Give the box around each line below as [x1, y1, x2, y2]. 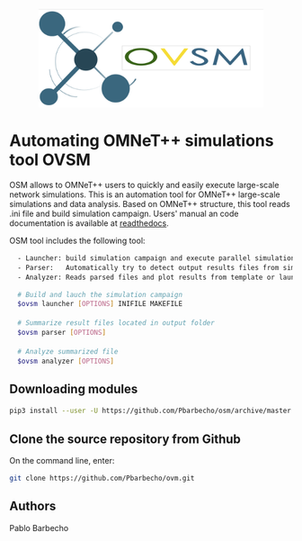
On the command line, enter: [9, 455, 115, 466]
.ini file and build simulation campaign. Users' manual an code [9, 208, 239, 219]
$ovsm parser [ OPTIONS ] [17, 329, 106, 338]
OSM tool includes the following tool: [9, 235, 146, 246]
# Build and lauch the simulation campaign [17, 290, 182, 299]
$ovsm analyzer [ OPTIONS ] [17, 356, 115, 365]
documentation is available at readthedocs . [9, 217, 169, 229]
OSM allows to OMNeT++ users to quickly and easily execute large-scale [9, 179, 280, 190]
